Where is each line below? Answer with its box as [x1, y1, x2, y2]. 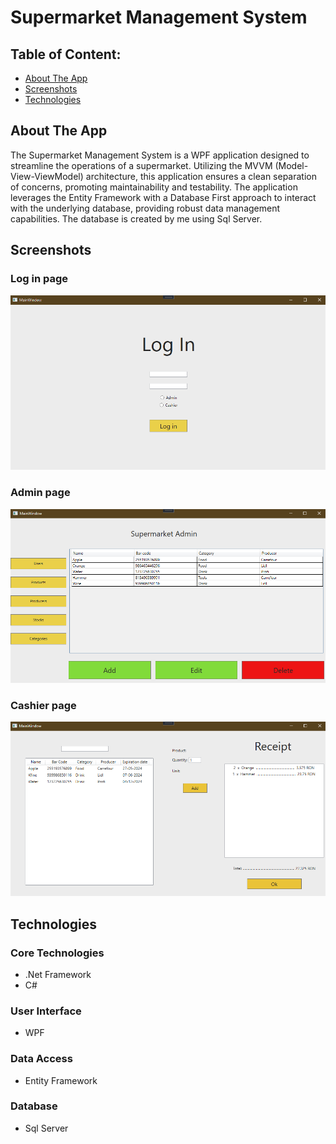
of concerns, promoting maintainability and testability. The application [10, 181, 298, 193]
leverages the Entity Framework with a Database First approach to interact [10, 191, 317, 203]
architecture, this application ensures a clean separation [85, 170, 317, 182]
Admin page [10, 486, 71, 500]
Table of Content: [10, 46, 122, 63]
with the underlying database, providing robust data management [10, 202, 281, 214]
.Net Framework [24, 968, 92, 980]
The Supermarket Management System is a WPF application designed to [10, 149, 310, 161]
